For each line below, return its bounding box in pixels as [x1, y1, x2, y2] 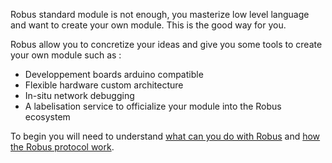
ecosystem [24, 111, 71, 123]
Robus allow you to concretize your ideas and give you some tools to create [10, 39, 323, 50]
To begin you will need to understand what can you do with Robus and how [10, 130, 321, 142]
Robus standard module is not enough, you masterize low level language [10, 9, 310, 20]
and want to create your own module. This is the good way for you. [10, 19, 287, 31]
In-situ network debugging [24, 90, 135, 101]
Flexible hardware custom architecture [24, 79, 184, 91]
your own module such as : [10, 49, 122, 61]
